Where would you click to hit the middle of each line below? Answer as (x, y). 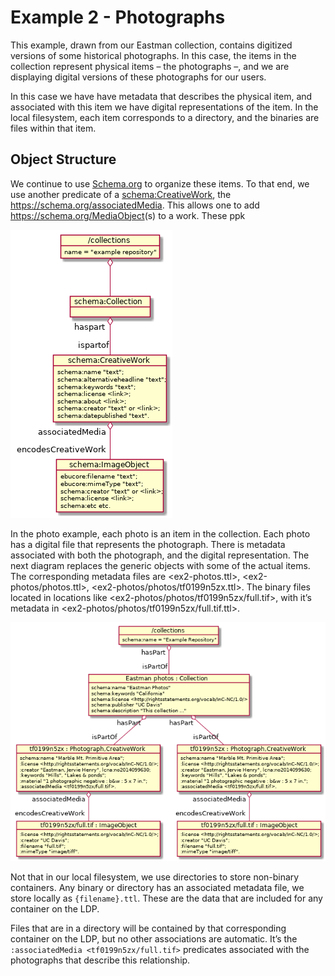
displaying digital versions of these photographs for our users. (138, 77)
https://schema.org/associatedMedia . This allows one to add (135, 205)
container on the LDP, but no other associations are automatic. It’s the (154, 939)
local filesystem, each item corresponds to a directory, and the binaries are (165, 117)
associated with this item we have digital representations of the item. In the (164, 107)
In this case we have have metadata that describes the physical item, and (161, 96)
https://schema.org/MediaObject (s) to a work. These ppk (128, 215)
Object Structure (63, 159)
